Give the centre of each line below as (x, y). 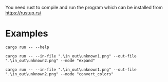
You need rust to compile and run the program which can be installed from (84, 7)
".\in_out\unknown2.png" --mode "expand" (50, 60)
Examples (27, 34)
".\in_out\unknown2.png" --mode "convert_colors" (60, 74)
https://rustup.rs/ (23, 13)
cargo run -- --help (27, 47)
